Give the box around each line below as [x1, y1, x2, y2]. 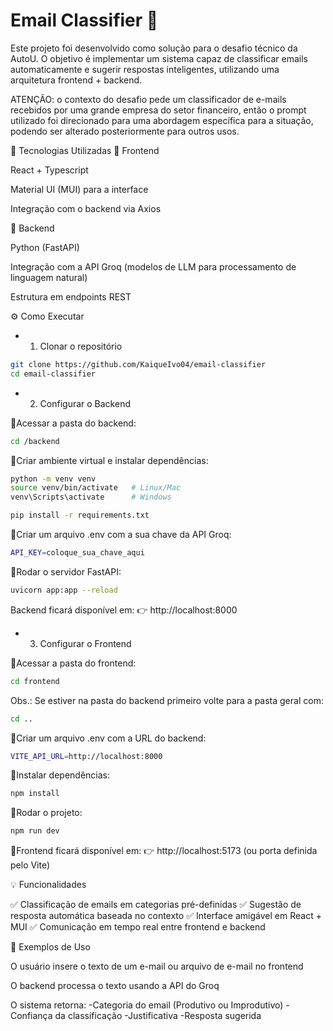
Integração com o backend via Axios [10, 202, 162, 214]
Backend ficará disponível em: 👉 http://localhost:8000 [10, 604, 238, 616]
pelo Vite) [10, 859, 51, 871]
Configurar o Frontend [39, 637, 132, 649]
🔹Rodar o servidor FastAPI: [10, 565, 122, 578]
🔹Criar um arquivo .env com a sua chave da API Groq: [10, 529, 232, 541]
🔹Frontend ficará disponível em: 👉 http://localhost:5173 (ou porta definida [10, 845, 318, 857]
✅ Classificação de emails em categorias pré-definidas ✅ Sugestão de [10, 899, 302, 911]
